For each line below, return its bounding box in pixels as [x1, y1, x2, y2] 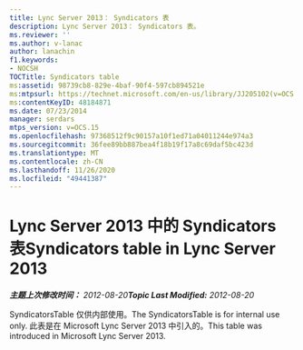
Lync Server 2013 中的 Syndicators [9, 215, 277, 236]
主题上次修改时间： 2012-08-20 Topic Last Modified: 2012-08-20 [9, 290, 255, 301]
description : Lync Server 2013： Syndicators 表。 [9, 22, 201, 31]
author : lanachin [9, 47, 75, 56]
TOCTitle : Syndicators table [9, 73, 120, 82]
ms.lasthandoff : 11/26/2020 [9, 165, 116, 175]
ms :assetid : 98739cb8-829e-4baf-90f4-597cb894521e [9, 81, 205, 90]
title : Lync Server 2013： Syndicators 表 [9, 13, 170, 23]
